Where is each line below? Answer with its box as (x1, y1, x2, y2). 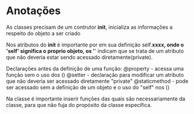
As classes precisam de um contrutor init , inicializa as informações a (6, 24, 173, 31)
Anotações (6, 4, 61, 18)
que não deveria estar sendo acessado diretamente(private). (6, 53, 153, 61)
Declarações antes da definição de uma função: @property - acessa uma (6, 65, 184, 72)
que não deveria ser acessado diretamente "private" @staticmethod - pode (6, 78, 189, 85)
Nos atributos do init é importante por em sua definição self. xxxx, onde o (6, 41, 184, 48)
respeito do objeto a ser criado (6, 29, 81, 36)
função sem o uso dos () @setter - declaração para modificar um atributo (6, 71, 184, 78)
